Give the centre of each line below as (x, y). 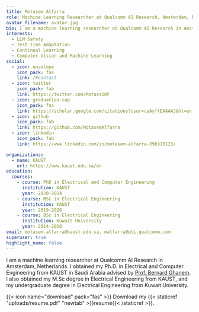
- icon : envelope (33, 67)
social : (16, 61)
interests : (20, 34)
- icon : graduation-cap (41, 100)
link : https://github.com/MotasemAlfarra (68, 128)
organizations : (25, 155)
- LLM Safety (28, 39)
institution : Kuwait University (62, 221)
